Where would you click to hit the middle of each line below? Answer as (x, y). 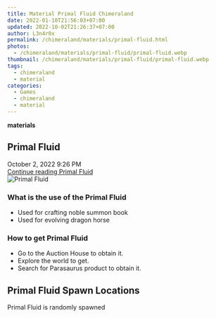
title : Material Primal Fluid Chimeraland (70, 14)
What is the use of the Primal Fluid (67, 197)
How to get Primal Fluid (47, 238)
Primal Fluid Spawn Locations (74, 290)
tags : (15, 66)
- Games (25, 92)
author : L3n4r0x (31, 33)
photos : (19, 46)
